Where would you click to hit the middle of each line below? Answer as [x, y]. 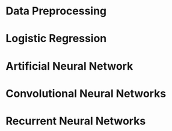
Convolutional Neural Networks [86, 93]
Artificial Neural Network [69, 66]
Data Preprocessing [56, 11]
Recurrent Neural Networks [76, 121]
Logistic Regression [56, 39]
